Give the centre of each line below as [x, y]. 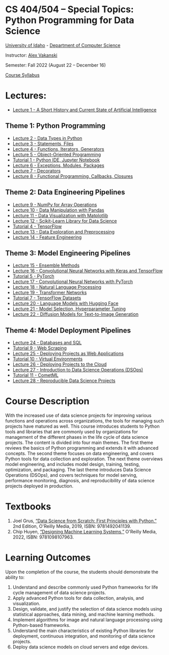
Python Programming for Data [70, 20]
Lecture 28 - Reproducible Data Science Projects [64, 381]
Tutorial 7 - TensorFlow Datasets [47, 298]
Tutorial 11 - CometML [35, 375]
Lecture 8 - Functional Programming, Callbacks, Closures [73, 176]
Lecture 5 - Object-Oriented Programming [57, 154]
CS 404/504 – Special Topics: [69, 9]
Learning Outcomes [48, 558]
